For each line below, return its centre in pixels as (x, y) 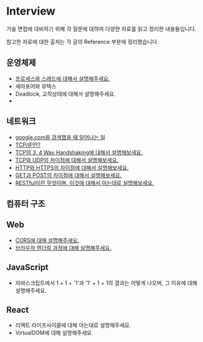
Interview (31, 11)
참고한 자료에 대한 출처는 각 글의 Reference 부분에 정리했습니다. (83, 41)
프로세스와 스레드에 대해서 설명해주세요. (62, 79)
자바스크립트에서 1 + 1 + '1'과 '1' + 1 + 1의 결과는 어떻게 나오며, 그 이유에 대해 (106, 283)
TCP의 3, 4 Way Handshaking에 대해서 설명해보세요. (79, 152)
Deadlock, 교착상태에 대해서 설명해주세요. (65, 94)
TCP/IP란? (28, 145)
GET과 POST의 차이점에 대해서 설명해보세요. (68, 175)
